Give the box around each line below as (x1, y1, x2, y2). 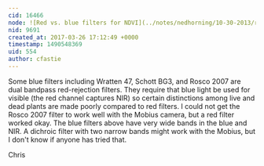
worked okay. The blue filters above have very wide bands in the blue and (8, 118, 247, 128)
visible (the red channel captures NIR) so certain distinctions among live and (8, 93, 255, 103)
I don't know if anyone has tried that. (8, 135, 127, 144)
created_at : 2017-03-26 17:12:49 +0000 (8, 33, 139, 41)
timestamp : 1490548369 (8, 41, 82, 49)
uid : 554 (8, 48, 37, 56)
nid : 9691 (8, 26, 41, 34)
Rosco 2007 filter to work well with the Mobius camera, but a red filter (8, 110, 234, 119)
